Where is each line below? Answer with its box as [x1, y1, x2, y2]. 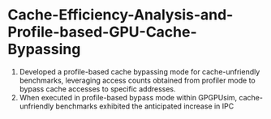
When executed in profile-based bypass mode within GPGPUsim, [19, 92, 238, 102]
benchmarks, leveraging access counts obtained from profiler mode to [19, 75, 256, 85]
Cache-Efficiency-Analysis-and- [7, 6, 234, 24]
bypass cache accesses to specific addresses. [19, 83, 176, 94]
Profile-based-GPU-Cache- [7, 23, 198, 41]
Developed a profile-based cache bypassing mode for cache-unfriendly [19, 66, 260, 76]
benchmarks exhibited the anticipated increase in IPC [55, 101, 234, 111]
